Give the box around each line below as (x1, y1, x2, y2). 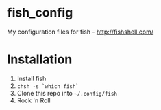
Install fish (16, 74, 47, 82)
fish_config (7, 5, 73, 21)
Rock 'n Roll (16, 96, 51, 104)
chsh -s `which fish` (16, 82, 79, 90)
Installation (7, 52, 73, 67)
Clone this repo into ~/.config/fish (16, 89, 118, 97)
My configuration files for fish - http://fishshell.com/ (7, 27, 154, 36)
